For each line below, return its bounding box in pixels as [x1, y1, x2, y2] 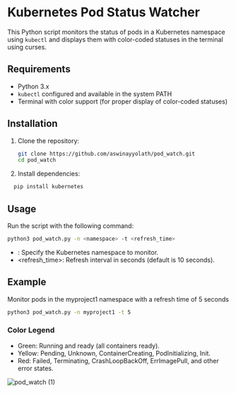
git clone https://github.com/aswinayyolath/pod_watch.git [17, 150, 196, 157]
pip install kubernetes [13, 183, 83, 190]
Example [7, 276, 47, 288]
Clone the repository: [17, 136, 80, 145]
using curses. [7, 42, 47, 51]
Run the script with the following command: [7, 222, 134, 230]
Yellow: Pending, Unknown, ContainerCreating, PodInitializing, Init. [17, 348, 211, 358]
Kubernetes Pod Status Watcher [7, 4, 200, 21]
